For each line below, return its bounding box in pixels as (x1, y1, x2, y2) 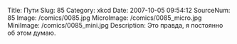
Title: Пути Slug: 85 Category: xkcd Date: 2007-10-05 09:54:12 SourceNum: (7, 6, 231, 14)
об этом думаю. (7, 28, 56, 37)
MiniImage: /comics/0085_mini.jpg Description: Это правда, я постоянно (7, 21, 223, 29)
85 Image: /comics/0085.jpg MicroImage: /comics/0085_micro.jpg (7, 13, 202, 22)
